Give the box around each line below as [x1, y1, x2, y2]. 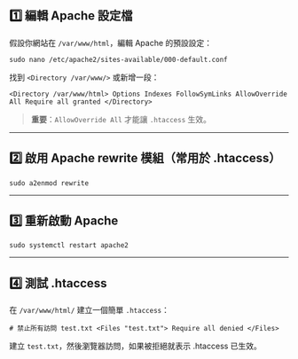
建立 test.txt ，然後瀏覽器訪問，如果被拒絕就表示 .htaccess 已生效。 [9, 340, 262, 352]
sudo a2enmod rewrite [9, 178, 90, 188]
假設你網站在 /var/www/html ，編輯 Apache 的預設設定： [9, 37, 213, 48]
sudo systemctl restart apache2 [9, 241, 129, 250]
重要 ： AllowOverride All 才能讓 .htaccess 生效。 [30, 113, 211, 124]
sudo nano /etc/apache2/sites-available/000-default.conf [9, 55, 228, 64]
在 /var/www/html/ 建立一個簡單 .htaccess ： [9, 305, 170, 316]
